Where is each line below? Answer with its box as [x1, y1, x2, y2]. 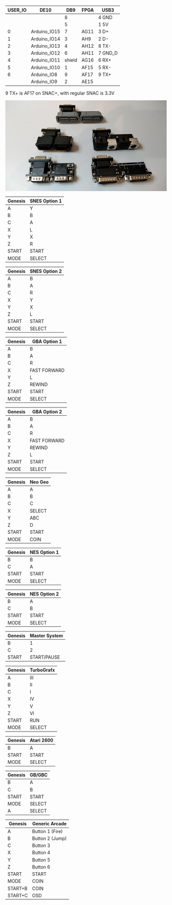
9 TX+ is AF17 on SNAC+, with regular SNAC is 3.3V [5, 90, 115, 96]
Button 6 [32, 863, 50, 870]
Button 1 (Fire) [32, 828, 63, 834]
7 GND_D [98, 50, 118, 56]
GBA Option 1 [32, 338, 62, 344]
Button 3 [32, 842, 50, 849]
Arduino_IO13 [30, 43, 60, 49]
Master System [30, 632, 63, 639]
